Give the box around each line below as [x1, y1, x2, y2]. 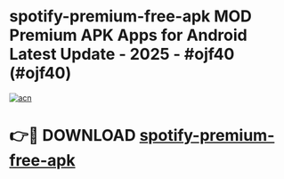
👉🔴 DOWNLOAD [9, 126, 136, 146]
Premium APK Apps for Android [9, 25, 247, 45]
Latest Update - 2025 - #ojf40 [9, 45, 235, 64]
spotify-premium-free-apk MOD [9, 6, 252, 27]
